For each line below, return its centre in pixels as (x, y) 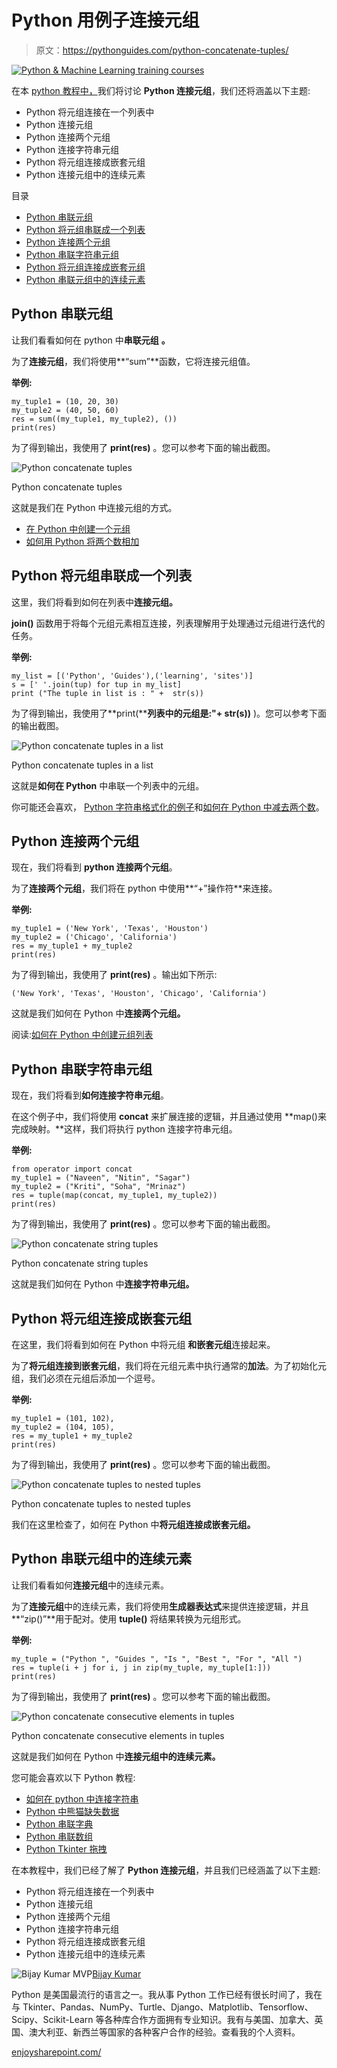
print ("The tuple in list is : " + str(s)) (107, 693)
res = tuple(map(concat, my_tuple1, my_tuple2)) (114, 1196)
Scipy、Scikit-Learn (52, 2019)
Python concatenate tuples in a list (82, 765)
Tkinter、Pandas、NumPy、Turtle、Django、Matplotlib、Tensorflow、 (168, 2007)
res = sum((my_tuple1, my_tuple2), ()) (94, 419)
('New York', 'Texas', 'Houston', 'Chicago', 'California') (139, 994)
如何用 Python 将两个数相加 (82, 541)
